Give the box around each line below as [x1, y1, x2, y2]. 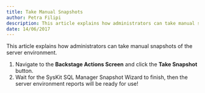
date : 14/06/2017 [6, 26, 51, 32]
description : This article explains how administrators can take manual [6, 20, 195, 26]
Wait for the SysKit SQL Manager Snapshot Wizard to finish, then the [15, 74, 188, 81]
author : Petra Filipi [6, 15, 62, 21]
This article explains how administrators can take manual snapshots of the [6, 43, 193, 50]
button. [15, 67, 34, 75]
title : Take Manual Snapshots [6, 9, 84, 15]
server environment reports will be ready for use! [15, 80, 138, 88]
